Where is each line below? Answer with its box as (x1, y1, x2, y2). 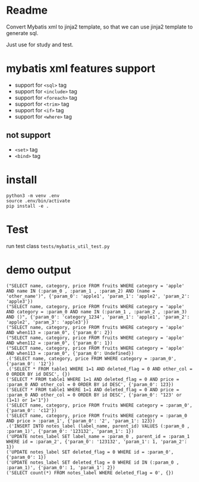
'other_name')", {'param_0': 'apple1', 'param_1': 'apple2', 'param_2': (6, 293, 190, 299)
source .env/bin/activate (6, 198, 70, 204)
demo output (6, 263, 71, 277)
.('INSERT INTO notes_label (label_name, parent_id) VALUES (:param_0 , (6, 423, 190, 429)
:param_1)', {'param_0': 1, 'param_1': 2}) (6, 464, 116, 471)
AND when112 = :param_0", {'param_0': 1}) (6, 340, 113, 346)
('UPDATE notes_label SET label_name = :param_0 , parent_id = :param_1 (6, 433, 190, 439)
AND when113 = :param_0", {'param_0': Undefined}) (6, 350, 134, 356)
